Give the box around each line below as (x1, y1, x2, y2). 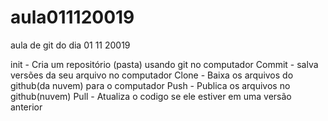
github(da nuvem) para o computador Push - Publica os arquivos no (10, 79, 291, 91)
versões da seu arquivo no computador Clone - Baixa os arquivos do (10, 69, 294, 81)
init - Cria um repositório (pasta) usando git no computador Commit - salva (10, 58, 319, 70)
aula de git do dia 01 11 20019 (10, 39, 131, 51)
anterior (10, 101, 43, 113)
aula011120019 (10, 6, 135, 29)
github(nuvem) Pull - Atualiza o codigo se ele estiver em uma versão (10, 90, 292, 102)
